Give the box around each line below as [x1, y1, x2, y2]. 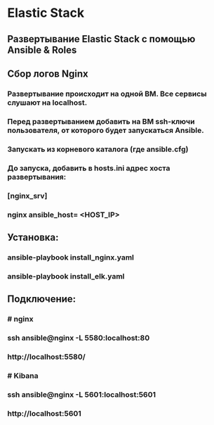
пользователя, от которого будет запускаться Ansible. [7, 125, 205, 135]
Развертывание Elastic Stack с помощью [7, 33, 196, 45]
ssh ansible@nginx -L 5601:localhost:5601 [7, 389, 156, 399]
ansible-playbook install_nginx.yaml [7, 252, 135, 262]
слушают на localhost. [7, 97, 88, 107]
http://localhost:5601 [7, 408, 82, 418]
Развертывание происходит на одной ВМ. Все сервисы [7, 89, 207, 99]
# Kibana [7, 371, 39, 381]
